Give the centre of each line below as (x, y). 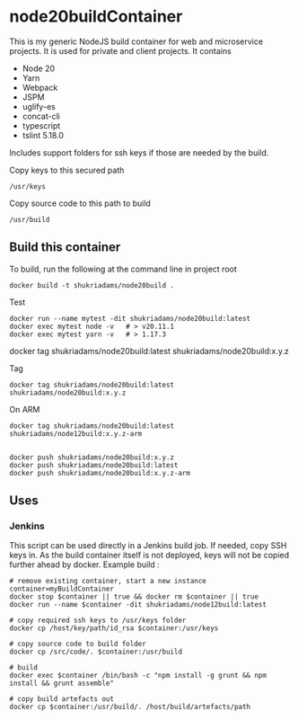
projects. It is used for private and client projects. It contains (120, 50)
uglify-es (39, 106)
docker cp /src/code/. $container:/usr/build (96, 652)
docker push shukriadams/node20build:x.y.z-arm (100, 473)
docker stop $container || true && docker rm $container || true (134, 597)
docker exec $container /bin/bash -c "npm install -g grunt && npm (138, 676)
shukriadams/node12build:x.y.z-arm (76, 433)
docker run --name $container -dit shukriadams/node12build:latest (138, 605)
